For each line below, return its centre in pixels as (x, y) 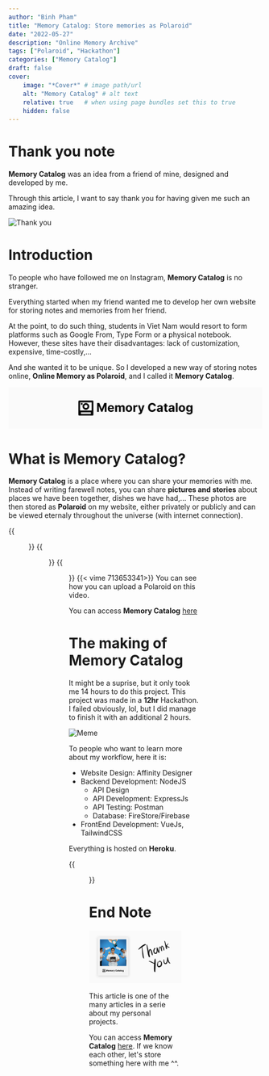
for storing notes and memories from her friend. (88, 310)
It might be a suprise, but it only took (130, 683)
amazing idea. (32, 207)
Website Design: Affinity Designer (137, 773)
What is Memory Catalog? (97, 458)
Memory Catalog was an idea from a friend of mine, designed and (119, 174)
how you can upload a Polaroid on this (132, 586)
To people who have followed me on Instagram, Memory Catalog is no (126, 278)
